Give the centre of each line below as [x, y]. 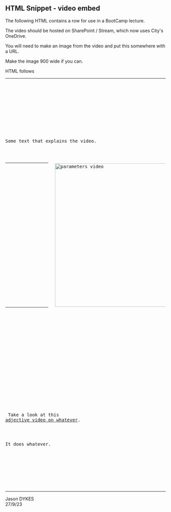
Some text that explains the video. [51, 141]
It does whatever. [28, 444]
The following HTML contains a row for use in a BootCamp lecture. [75, 20]
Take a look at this [34, 415]
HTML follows [20, 71]
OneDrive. [16, 36]
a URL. [12, 51]
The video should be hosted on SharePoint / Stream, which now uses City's [84, 31]
